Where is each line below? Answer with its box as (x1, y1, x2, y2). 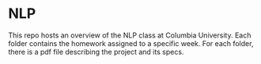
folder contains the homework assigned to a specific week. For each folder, (8, 38, 254, 48)
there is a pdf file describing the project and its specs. (8, 47, 184, 56)
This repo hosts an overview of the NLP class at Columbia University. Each (8, 30, 252, 40)
